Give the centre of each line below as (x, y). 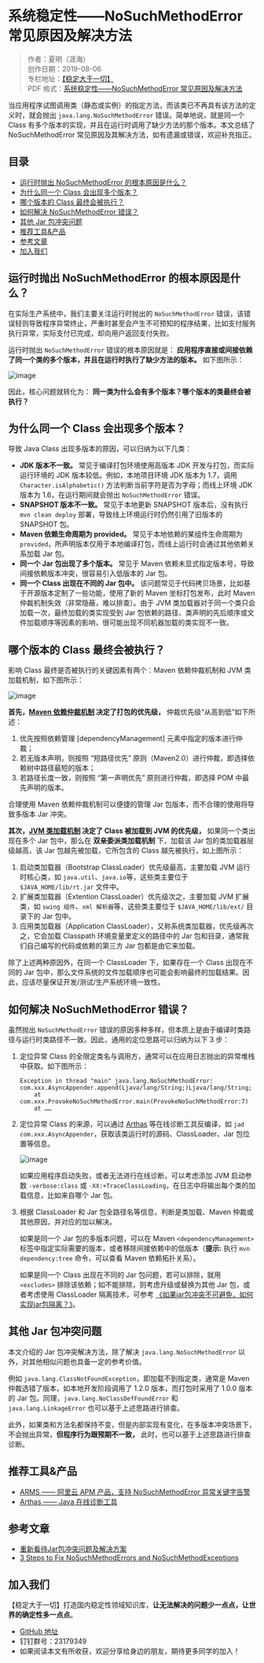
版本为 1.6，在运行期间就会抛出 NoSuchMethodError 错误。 (112, 495)
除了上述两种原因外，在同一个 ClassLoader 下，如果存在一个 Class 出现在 (127, 963)
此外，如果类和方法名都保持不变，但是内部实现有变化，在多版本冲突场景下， (132, 1424)
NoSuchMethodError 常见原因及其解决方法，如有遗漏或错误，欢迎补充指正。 (132, 134)
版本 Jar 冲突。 (46, 814)
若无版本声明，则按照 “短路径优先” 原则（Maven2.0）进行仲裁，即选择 (134, 758)
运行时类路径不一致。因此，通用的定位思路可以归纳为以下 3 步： (126, 1039)
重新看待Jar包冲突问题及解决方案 (73, 1549)
